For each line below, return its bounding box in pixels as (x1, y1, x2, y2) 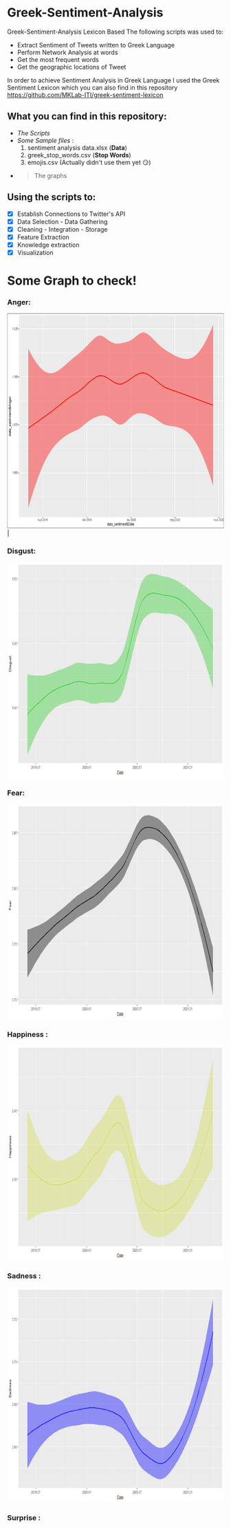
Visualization (16, 248, 54, 256)
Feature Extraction (16, 232, 70, 241)
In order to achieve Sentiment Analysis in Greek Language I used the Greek (7, 76, 220, 84)
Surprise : (7, 1512, 41, 1522)
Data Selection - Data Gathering (16, 217, 108, 225)
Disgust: (7, 547, 36, 556)
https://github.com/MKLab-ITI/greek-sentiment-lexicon (7, 91, 164, 99)
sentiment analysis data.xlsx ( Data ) (27, 143, 127, 152)
